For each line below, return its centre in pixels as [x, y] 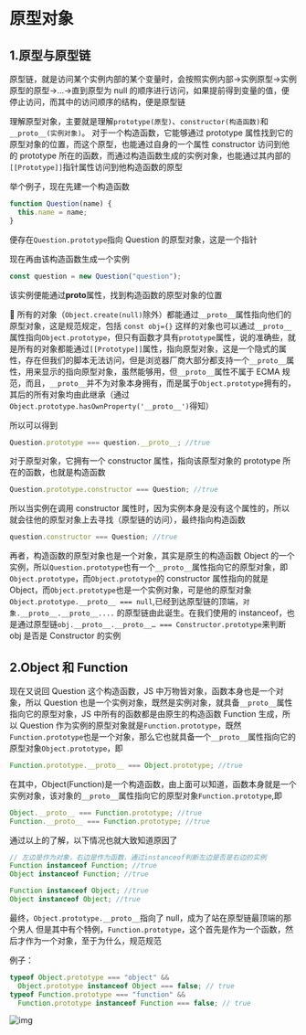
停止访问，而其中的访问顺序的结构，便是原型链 [97, 102]
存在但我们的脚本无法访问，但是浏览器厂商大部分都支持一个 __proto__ [156, 360]
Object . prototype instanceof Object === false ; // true [126, 986]
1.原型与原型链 [50, 55]
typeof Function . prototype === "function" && [97, 994]
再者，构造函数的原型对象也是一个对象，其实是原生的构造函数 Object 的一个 [152, 556]
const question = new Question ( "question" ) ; [95, 276]
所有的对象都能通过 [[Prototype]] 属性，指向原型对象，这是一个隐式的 [148, 348]
